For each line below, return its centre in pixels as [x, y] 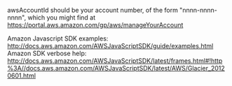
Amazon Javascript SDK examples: [58, 38]
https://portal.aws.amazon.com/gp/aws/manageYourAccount [95, 25]
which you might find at [62, 17]
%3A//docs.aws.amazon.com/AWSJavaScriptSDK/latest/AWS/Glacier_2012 [116, 68]
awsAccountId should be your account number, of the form [93, 10]
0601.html [22, 76]
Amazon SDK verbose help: [47, 53]
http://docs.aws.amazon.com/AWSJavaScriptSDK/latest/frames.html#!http [115, 61]
